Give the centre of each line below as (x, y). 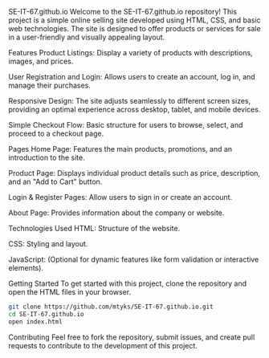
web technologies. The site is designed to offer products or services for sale (134, 28)
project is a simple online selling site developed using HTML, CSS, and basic (134, 20)
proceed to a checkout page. (56, 133)
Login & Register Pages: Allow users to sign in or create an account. (120, 197)
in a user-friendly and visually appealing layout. (87, 37)
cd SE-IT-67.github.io (46, 314)
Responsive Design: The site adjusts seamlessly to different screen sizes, (130, 101)
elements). (26, 268)
